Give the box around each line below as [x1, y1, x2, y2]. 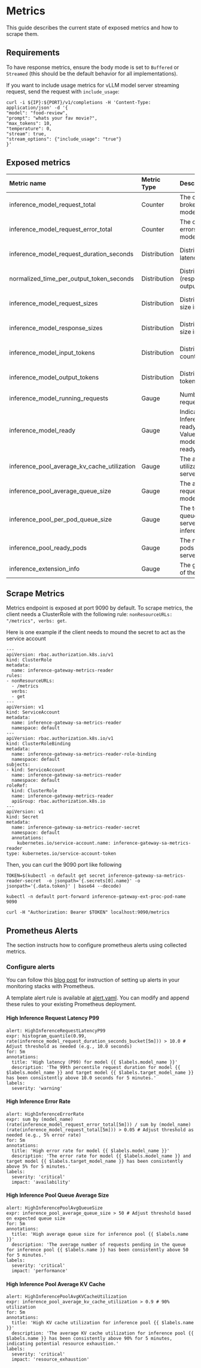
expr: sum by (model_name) [6, 1116, 74, 1122]
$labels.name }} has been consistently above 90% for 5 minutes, [6, 1336, 172, 1342]
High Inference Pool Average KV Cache [6, 1280, 106, 1287]
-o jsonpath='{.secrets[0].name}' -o [46, 878, 141, 884]
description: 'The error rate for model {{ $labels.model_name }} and [11, 1153, 191, 1159]
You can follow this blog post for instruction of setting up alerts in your [6, 976, 180, 983]
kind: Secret [6, 814, 39, 820]
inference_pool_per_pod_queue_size [9, 515, 112, 523]
